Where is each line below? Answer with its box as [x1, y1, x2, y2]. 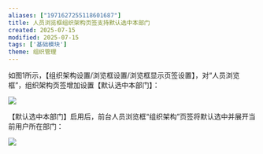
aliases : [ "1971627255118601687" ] [8, 11, 122, 20]
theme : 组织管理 [8, 48, 57, 56]
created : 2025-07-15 [8, 26, 76, 34]
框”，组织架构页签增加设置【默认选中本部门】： [8, 80, 160, 90]
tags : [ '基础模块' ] [8, 41, 68, 49]
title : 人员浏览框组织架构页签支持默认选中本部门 [8, 19, 150, 27]
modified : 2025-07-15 [8, 33, 80, 42]
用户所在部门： [14, 122, 64, 130]
